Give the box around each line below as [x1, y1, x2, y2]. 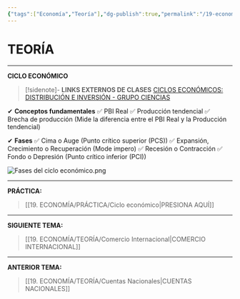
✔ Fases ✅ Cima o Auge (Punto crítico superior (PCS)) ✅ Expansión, [7, 136, 209, 145]
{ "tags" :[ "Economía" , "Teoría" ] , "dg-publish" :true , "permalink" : [7, 10, 200, 18]
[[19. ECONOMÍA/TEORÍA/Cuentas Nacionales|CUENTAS [24, 276, 192, 285]
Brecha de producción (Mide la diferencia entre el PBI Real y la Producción [7, 115, 227, 123]
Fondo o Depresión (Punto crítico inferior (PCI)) [7, 152, 146, 161]
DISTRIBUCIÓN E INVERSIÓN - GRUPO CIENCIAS [24, 93, 171, 101]
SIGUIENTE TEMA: [7, 221, 64, 229]
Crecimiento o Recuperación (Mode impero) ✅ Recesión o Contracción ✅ [7, 144, 223, 153]
